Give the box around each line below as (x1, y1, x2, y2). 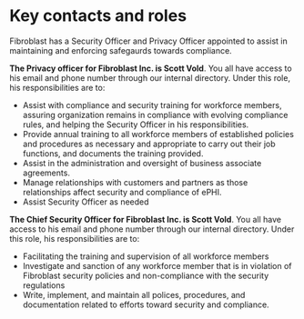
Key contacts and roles (9, 5, 187, 26)
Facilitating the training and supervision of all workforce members (22, 251, 269, 262)
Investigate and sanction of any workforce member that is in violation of (22, 260, 293, 271)
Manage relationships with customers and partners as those (22, 176, 248, 187)
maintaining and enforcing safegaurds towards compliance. (9, 45, 232, 55)
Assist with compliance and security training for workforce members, (22, 99, 282, 110)
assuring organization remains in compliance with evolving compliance (22, 109, 289, 120)
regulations (22, 279, 66, 291)
